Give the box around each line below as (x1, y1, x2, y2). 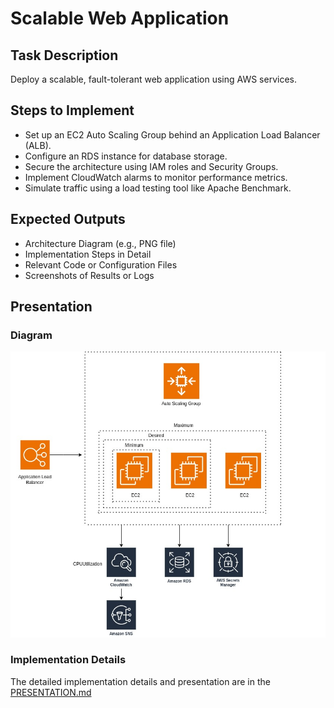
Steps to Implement (10, 102, 135, 119)
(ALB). (24, 139, 52, 151)
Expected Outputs (10, 211, 126, 228)
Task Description (10, 47, 119, 64)
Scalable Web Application (10, 7, 230, 30)
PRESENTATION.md (10, 686, 92, 698)
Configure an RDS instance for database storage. (24, 150, 228, 162)
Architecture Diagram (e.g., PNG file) (24, 237, 177, 249)
